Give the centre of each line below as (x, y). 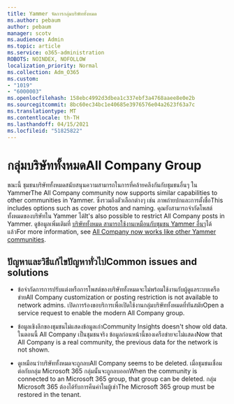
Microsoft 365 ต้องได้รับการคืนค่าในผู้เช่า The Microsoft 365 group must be (116, 387)
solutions (28, 272)
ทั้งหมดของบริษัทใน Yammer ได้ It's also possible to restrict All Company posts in (116, 216)
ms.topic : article (34, 46)
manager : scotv (29, 33)
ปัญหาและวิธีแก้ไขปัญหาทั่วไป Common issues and (102, 262)
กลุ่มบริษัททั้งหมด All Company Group (104, 165)
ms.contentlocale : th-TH (43, 117)
